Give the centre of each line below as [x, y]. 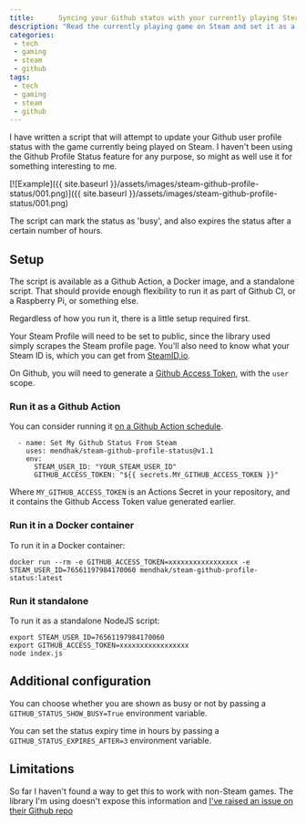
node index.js [36, 653]
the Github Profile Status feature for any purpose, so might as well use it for [151, 157]
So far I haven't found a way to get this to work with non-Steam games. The [152, 791]
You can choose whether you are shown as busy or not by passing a [138, 703]
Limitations [42, 769]
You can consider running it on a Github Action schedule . [117, 426]
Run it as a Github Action [65, 406]
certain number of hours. [56, 231]
